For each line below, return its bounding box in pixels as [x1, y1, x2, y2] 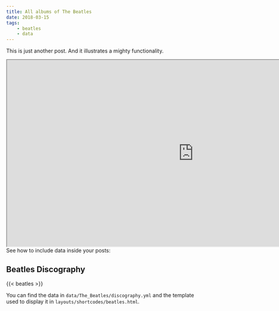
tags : [6, 20, 20, 26]
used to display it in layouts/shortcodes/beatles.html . [6, 298, 140, 305]
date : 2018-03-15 [6, 14, 49, 20]
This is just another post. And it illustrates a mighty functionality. [6, 47, 164, 54]
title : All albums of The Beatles [6, 8, 92, 15]
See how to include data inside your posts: [6, 247, 111, 254]
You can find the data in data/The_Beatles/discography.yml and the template [6, 291, 194, 298]
